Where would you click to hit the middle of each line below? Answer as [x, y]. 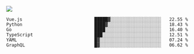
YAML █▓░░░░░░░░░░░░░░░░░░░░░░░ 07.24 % [97, 40]
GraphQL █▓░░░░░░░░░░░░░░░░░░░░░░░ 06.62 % [97, 45]
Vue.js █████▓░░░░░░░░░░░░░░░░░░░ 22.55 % [97, 19]
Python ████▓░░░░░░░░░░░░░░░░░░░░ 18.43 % [97, 25]
